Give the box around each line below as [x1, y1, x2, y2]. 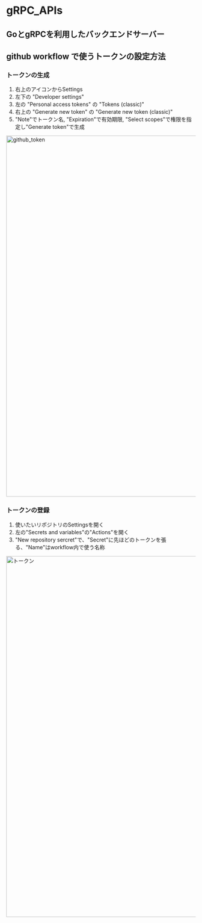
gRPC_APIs [6, 4, 63, 17]
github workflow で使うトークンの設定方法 [6, 51, 167, 61]
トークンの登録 [6, 506, 50, 514]
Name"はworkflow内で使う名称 [28, 543, 105, 551]
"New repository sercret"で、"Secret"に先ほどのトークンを [14, 536, 161, 543]
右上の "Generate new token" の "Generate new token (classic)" [14, 108, 173, 116]
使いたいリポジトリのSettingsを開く [14, 521, 104, 528]
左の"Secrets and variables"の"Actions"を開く [14, 528, 129, 536]
